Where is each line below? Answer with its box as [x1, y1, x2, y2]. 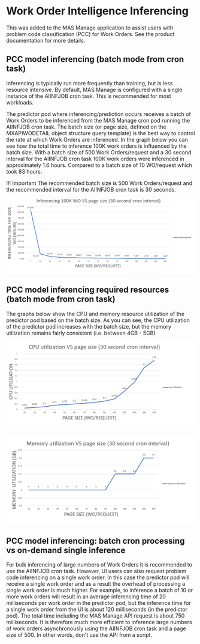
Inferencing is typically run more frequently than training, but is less [6, 79, 173, 87]
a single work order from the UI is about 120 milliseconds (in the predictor [6, 606, 187, 613]
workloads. [6, 99, 34, 106]
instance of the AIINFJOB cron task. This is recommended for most [6, 92, 171, 100]
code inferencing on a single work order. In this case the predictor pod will [6, 574, 190, 581]
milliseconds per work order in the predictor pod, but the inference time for [6, 600, 192, 607]
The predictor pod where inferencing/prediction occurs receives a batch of [6, 110, 192, 118]
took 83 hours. [6, 168, 43, 175]
